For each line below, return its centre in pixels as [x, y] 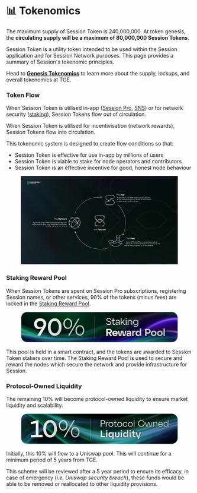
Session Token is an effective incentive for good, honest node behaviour [103, 168]
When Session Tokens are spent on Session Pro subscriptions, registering [96, 290]
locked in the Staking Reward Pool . [49, 304]
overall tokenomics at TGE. [39, 80]
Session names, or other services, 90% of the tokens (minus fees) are [91, 297]
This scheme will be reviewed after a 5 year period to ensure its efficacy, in [98, 471]
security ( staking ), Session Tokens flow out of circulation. [76, 114]
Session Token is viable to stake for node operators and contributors [98, 162]
